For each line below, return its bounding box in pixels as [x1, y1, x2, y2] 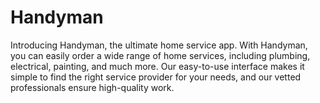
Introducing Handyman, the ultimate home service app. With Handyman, [10, 39, 308, 51]
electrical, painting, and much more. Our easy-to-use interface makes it [10, 60, 305, 72]
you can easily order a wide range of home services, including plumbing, [10, 49, 311, 61]
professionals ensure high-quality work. [10, 81, 175, 93]
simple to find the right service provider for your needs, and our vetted [10, 71, 302, 83]
